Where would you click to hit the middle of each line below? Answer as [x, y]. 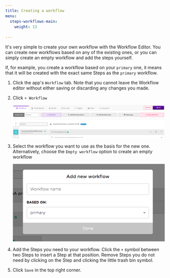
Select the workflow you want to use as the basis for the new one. [81, 146]
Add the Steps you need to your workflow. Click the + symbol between [86, 249]
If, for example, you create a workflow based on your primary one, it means [83, 68]
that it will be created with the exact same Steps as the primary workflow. [81, 73]
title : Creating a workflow [35, 11]
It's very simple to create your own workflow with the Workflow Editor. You [83, 47]
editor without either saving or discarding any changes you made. [81, 88]
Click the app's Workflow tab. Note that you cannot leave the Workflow [86, 83]
